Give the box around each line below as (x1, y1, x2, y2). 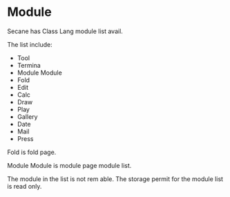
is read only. (7, 182, 42, 190)
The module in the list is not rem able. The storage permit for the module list (7, 174, 223, 183)
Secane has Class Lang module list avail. (7, 27, 123, 35)
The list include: (7, 40, 53, 48)
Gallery (17, 112, 38, 121)
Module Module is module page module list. (7, 161, 132, 169)
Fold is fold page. (7, 148, 57, 156)
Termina (17, 61, 41, 69)
